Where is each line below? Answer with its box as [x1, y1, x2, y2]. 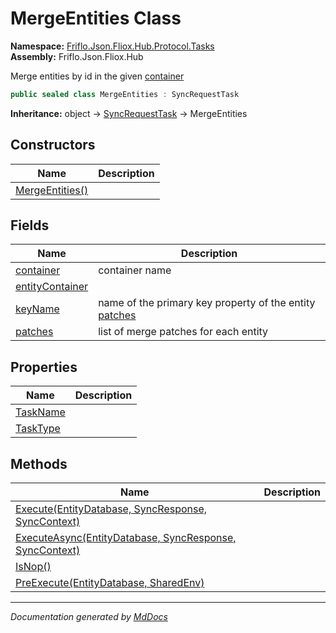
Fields [10, 217, 50, 234]
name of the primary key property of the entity [98, 296, 316, 310]
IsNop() [15, 560, 52, 574]
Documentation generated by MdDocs [10, 611, 168, 623]
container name [98, 263, 172, 277]
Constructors [10, 137, 96, 154]
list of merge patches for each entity [98, 325, 269, 339]
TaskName [15, 405, 66, 419]
